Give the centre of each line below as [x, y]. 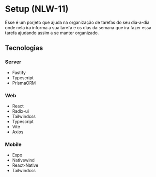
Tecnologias [24, 48]
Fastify [19, 72]
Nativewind [23, 160]
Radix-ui [20, 111]
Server [13, 62]
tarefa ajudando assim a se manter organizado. [52, 33]
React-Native [25, 165]
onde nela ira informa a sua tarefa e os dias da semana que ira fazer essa [78, 27]
